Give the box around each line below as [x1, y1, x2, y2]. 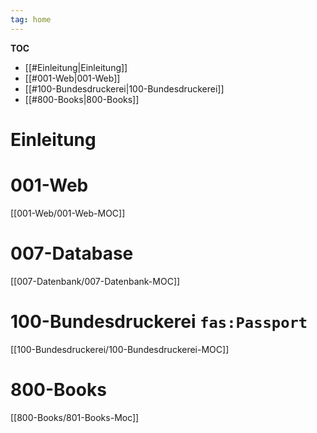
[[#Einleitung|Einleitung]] [24, 61, 128, 73]
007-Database [10, 242, 134, 265]
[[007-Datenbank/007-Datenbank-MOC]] [10, 275, 181, 287]
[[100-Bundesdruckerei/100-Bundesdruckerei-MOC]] [10, 343, 230, 355]
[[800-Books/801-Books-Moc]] [10, 411, 140, 423]
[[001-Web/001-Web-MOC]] [10, 207, 126, 219]
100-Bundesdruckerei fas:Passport [10, 310, 308, 333]
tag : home [10, 14, 52, 25]
